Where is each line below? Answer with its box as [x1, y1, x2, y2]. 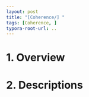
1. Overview [6, 51, 65, 64]
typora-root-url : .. [6, 25, 58, 32]
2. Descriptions [6, 78, 83, 92]
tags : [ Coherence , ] [6, 20, 58, 26]
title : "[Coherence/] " [6, 14, 65, 20]
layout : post [6, 8, 39, 15]
